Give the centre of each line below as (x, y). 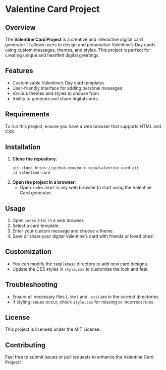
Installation (23, 147)
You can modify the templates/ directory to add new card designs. (80, 264)
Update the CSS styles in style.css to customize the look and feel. (80, 269)
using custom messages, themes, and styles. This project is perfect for (78, 50)
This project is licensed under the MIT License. (53, 329)
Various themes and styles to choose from (55, 93)
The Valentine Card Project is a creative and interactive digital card (74, 39)
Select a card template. (36, 225)
